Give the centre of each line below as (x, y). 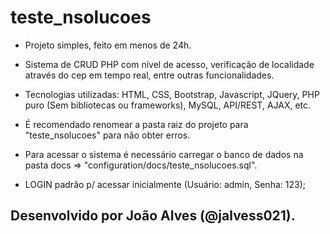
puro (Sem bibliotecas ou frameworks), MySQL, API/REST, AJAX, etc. (168, 105)
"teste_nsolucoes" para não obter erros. (107, 135)
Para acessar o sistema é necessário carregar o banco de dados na (164, 154)
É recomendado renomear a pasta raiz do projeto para (136, 124)
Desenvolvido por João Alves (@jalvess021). (153, 216)
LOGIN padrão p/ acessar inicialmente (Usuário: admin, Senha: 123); (165, 184)
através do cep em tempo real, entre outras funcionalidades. (149, 75)
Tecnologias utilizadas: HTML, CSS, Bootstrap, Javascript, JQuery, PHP (172, 94)
